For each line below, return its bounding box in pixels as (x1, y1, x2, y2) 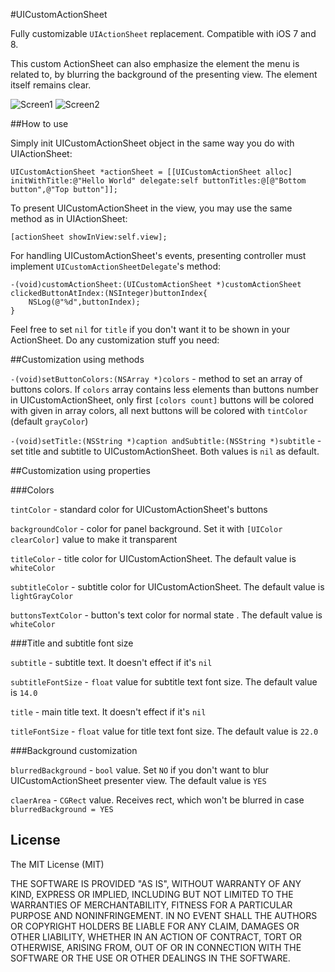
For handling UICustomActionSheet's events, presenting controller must (10, 250, 307, 261)
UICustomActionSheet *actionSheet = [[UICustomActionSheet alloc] (10, 167, 293, 177)
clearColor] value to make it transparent (10, 534, 178, 545)
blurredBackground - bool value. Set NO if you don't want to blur (10, 764, 270, 776)
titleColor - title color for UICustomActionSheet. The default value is (10, 553, 297, 564)
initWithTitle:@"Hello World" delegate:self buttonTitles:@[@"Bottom (10, 176, 307, 186)
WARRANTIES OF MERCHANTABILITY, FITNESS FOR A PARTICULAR (10, 899, 293, 911)
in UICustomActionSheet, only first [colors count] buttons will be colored (10, 394, 315, 406)
